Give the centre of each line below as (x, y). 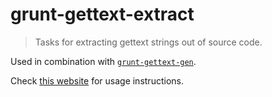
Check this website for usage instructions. (97, 80)
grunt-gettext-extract (102, 14)
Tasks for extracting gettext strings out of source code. (148, 42)
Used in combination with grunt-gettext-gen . (103, 61)
